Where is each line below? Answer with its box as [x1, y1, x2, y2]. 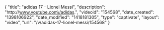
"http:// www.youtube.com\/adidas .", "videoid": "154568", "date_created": [4, 9, 155, 15]
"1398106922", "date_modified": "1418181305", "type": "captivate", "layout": [4, 15, 160, 20]
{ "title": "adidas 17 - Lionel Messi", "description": [4, 4, 105, 10]
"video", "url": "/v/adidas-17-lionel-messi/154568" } [4, 19, 110, 25]
